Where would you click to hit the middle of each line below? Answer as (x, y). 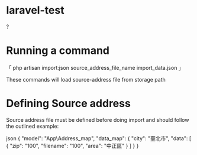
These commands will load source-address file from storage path (86, 79)
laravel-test (35, 10)
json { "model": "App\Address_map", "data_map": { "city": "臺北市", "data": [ (99, 138)
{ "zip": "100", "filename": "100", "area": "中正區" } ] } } (72, 146)
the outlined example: (33, 126)
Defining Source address (69, 104)
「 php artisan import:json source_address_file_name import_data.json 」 (95, 67)
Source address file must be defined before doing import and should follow (98, 120)
